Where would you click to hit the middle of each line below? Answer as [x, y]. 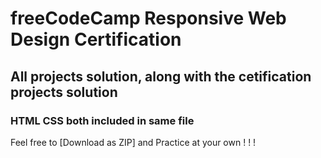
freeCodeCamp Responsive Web [148, 18]
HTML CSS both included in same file [102, 120]
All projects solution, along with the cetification [161, 76]
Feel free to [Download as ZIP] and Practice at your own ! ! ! [133, 142]
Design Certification [96, 39]
